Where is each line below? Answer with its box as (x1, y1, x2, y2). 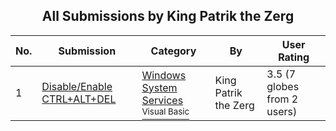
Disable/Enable (41, 79, 113, 93)
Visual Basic (141, 105, 190, 117)
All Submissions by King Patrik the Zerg (41, 8, 295, 25)
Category (150, 44, 197, 58)
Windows (141, 68, 187, 82)
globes (266, 79, 300, 93)
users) (266, 104, 298, 118)
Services (141, 93, 184, 107)
